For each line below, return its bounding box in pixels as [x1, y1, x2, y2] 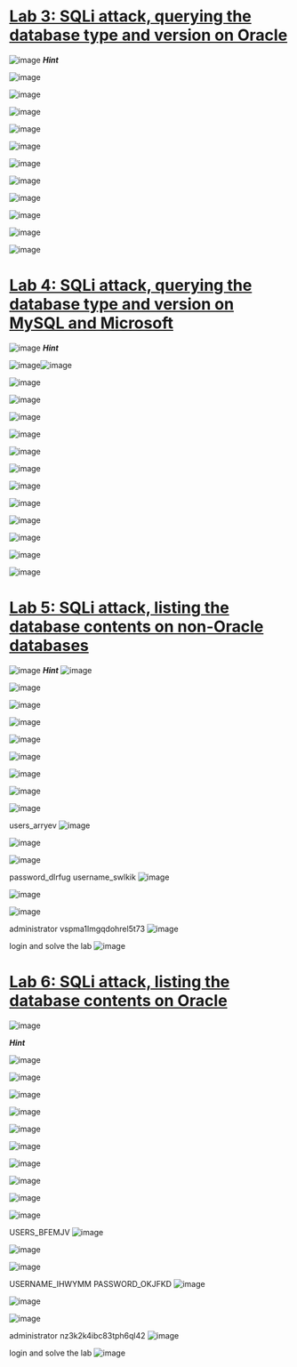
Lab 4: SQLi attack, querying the [9, 276, 253, 295]
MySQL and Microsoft [9, 313, 173, 334]
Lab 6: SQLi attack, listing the [9, 972, 230, 992]
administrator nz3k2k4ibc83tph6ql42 [9, 1330, 146, 1340]
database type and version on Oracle [9, 25, 288, 45]
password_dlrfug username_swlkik [9, 872, 136, 882]
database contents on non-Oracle [9, 616, 264, 637]
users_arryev [9, 820, 58, 831]
